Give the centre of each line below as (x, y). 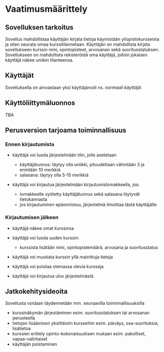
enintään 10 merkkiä (40, 170)
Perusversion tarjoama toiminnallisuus (66, 130)
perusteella (24, 318)
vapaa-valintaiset (30, 339)
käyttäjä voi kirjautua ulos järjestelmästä (53, 276)
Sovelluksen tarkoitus (39, 27)
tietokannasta (33, 199)
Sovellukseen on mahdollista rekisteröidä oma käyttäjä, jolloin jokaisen (76, 55)
